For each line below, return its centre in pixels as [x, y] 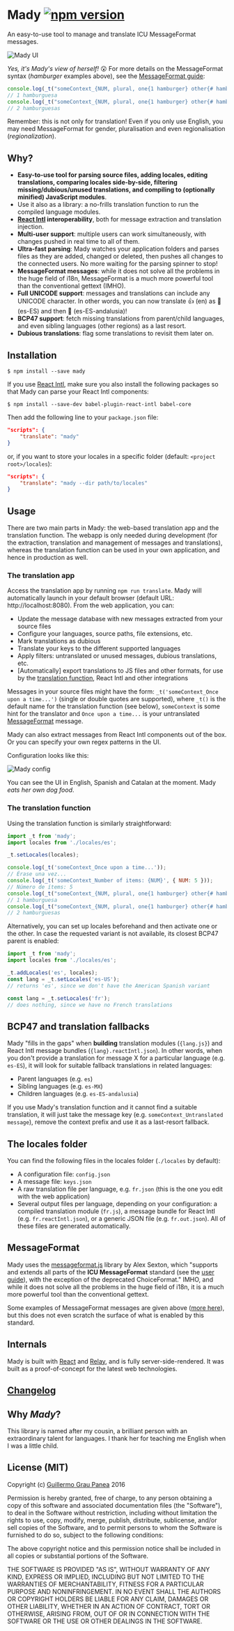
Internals [27, 1344]
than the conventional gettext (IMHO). [71, 286]
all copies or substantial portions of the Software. [78, 1556]
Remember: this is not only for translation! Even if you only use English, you [115, 121]
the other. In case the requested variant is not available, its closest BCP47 [113, 934]
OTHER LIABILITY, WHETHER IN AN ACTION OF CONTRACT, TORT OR [109, 1606]
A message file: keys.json [54, 1182]
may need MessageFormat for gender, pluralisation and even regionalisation [116, 129]
